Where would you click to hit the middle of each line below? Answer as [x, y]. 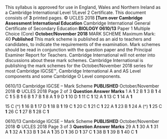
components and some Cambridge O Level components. [63, 76]
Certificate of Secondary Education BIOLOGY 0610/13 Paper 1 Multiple [78, 28]
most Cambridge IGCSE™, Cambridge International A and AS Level [73, 71]
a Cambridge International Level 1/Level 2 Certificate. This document [76, 12]
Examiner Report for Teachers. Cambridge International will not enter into [80, 55]
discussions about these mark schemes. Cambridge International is [74, 60]
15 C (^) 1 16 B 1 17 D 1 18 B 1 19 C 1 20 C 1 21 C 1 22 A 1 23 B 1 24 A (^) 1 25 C [83, 106]
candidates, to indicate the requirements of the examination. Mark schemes [83, 44]
